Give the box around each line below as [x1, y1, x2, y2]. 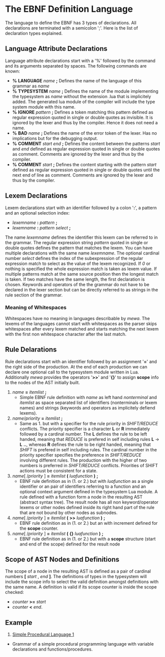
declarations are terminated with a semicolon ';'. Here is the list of [5, 25, 138, 31]
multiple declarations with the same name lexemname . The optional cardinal [5, 250, 160, 256]
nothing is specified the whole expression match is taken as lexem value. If [5, 265, 157, 272]
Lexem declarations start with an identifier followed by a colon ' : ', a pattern [5, 205, 157, 211]
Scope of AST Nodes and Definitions [5, 555, 120, 564]
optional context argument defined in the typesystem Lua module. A [19, 488, 158, 494]
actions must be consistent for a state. [19, 468, 98, 474]
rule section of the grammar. [5, 292, 63, 298]
